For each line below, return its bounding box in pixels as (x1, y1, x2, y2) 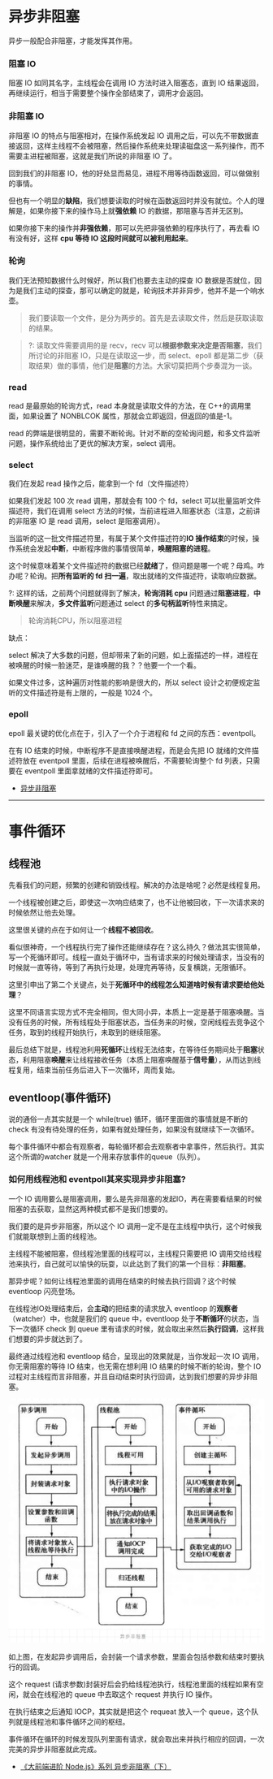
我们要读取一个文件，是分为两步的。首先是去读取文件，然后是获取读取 (28, 313, 264, 322)
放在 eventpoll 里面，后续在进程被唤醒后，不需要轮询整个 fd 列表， (22, 755, 246, 765)
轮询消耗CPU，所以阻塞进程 (28, 616, 123, 625)
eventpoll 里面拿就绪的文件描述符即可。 (24, 765, 158, 776)
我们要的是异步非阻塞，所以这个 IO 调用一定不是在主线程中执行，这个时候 (8, 1221, 255, 1231)
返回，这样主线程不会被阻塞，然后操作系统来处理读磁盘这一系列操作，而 (15, 141, 258, 150)
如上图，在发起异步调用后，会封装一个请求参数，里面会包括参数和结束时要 (8, 1651, 258, 1661)
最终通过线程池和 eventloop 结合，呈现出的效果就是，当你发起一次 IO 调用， (8, 1351, 264, 1361)
